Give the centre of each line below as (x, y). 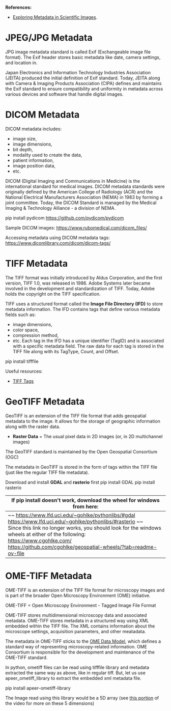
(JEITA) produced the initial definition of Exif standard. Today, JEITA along (83, 78)
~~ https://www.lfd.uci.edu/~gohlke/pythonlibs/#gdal (72, 515)
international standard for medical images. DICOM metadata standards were (85, 186)
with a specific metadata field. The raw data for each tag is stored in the (88, 346)
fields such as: (21, 315)
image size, (25, 138)
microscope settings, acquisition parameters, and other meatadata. (76, 631)
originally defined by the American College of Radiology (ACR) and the (79, 192)
